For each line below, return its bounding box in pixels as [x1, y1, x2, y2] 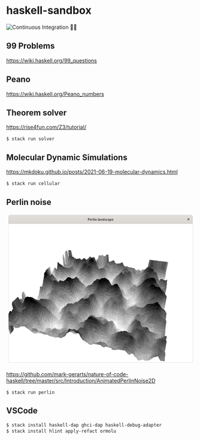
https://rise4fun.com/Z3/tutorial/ [6, 124, 87, 131]
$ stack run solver [6, 136, 55, 142]
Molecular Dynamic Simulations [6, 152, 128, 162]
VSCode [6, 405, 38, 415]
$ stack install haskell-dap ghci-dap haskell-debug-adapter [6, 422, 162, 429]
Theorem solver [6, 108, 67, 118]
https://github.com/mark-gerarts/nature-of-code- [6, 370, 129, 377]
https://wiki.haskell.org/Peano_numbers [6, 90, 105, 97]
